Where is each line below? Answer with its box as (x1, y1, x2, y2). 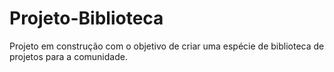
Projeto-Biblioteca (9, 7, 164, 30)
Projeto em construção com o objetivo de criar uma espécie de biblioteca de (9, 40, 325, 52)
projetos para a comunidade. (9, 50, 128, 62)
